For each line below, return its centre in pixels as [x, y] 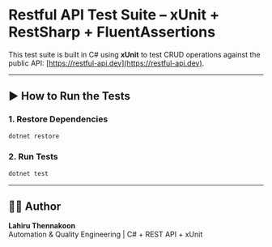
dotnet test [28, 173]
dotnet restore [34, 136]
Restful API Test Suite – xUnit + [114, 15]
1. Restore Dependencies [58, 119]
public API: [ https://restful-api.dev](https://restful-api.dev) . [106, 63]
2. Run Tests [33, 157]
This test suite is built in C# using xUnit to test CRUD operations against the [134, 54]
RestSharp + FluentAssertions [112, 32]
